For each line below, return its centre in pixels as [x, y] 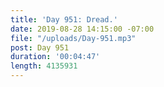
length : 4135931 [44, 66]
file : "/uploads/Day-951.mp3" [73, 38]
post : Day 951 [40, 47]
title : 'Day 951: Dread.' [64, 19]
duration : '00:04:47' [55, 57]
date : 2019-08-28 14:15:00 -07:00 [82, 29]
